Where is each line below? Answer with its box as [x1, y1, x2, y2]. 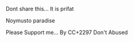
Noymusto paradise [6, 17, 56, 24]
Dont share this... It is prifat [6, 5, 74, 12]
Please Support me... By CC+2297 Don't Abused [6, 29, 128, 36]
